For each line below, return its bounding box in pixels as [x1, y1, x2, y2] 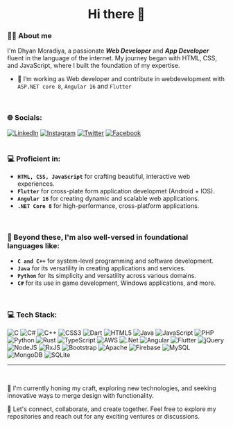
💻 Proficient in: [7, 154, 61, 164]
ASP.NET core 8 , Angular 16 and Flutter [17, 82, 132, 91]
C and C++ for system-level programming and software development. [17, 256, 214, 265]
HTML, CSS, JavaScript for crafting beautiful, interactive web [17, 173, 191, 181]
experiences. [17, 180, 55, 188]
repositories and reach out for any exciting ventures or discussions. [7, 412, 200, 420]
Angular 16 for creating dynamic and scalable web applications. [17, 194, 200, 203]
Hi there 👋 [87, 6, 146, 22]
